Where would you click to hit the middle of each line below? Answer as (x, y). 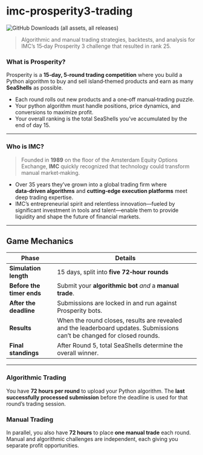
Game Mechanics (40, 241)
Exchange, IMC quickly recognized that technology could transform (105, 166)
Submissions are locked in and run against (117, 303)
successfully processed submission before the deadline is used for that (97, 397)
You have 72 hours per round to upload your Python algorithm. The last (96, 391)
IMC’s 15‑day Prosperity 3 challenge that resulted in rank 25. (96, 46)
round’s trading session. (36, 404)
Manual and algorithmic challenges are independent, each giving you (92, 439)
